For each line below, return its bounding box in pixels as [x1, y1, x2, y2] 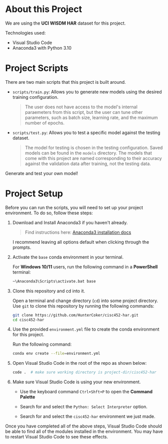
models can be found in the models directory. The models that [25, 150, 152, 156]
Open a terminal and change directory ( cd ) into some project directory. [12, 298, 158, 304]
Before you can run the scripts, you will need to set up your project [5, 204, 143, 210]
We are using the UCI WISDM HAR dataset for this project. [5, 20, 126, 26]
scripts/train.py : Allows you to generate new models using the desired [12, 89, 162, 95]
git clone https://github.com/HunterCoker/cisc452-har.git [12, 313, 139, 318]
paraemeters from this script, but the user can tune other [25, 109, 143, 115]
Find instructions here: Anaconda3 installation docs [25, 229, 131, 235]
